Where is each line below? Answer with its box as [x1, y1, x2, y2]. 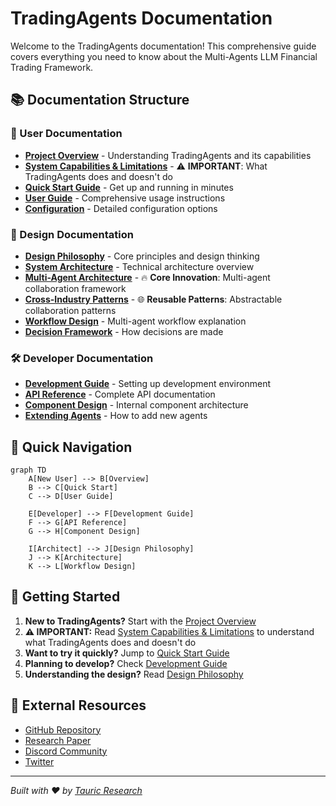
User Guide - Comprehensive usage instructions [24, 192, 226, 204]
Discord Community [24, 745, 108, 757]
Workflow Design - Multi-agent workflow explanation [24, 315, 247, 327]
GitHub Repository [24, 723, 102, 736]
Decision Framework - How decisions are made [24, 325, 224, 337]
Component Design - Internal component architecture [24, 399, 249, 411]
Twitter [24, 755, 55, 767]
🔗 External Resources [10, 697, 147, 714]
